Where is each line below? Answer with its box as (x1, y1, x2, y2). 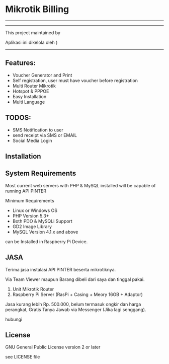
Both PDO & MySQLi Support (12, 218, 73, 224)
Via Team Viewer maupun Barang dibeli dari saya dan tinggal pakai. (5, 276, 145, 282)
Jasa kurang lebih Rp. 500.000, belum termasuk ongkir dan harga (5, 301, 141, 307)
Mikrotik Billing (5, 4, 69, 15)
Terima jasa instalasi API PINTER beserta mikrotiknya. (5, 266, 116, 272)
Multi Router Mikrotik (12, 83, 56, 89)
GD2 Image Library (12, 223, 52, 230)
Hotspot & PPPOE (12, 88, 49, 94)
